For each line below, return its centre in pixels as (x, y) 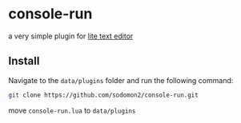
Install (24, 61)
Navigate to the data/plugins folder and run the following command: (121, 80)
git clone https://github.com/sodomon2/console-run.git (103, 95)
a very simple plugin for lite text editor (71, 36)
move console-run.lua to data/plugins (72, 110)
